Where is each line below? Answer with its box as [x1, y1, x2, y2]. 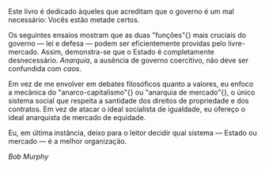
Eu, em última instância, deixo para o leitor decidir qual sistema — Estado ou [8, 128, 257, 137]
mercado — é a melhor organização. [8, 137, 127, 145]
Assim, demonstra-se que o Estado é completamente [40, 47, 215, 56]
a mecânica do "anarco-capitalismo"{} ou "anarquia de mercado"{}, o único [8, 88, 256, 97]
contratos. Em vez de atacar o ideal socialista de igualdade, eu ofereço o [8, 104, 246, 114]
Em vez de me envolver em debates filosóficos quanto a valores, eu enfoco [8, 79, 254, 88]
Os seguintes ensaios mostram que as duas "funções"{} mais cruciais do [8, 31, 247, 39]
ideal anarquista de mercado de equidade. [8, 113, 146, 122]
